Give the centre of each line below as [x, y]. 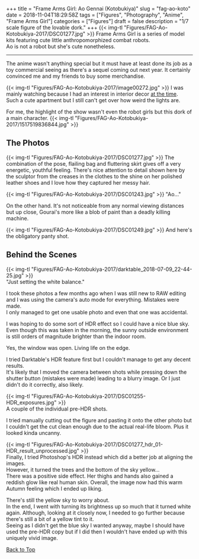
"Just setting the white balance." [45, 282]
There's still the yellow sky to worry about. [58, 500]
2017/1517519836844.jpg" [38, 124]
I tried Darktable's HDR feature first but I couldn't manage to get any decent [99, 359]
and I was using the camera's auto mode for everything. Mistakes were [93, 299]
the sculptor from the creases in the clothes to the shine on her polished [94, 176]
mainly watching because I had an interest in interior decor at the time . [92, 94]
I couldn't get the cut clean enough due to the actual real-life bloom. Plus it [97, 427]
